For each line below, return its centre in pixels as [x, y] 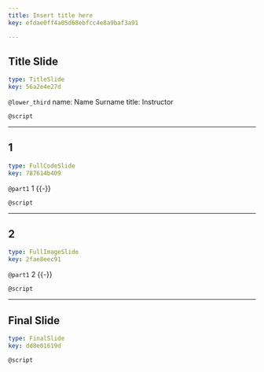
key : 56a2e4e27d [35, 87]
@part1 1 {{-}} [29, 188]
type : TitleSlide [37, 79]
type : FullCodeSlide [42, 166]
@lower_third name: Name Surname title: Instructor [91, 102]
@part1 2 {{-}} [30, 274]
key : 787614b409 [35, 173]
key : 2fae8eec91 [35, 260]
